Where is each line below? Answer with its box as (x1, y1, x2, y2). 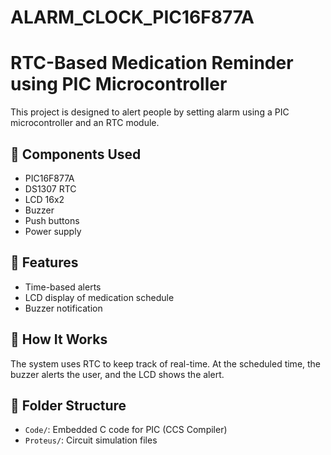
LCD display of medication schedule (24, 291, 175, 303)
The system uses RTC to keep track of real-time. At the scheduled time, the (10, 357, 322, 370)
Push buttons (24, 214, 80, 226)
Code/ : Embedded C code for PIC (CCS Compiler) (24, 424, 228, 436)
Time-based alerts (24, 281, 102, 293)
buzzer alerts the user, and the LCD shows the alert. (10, 368, 225, 380)
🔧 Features (10, 254, 79, 271)
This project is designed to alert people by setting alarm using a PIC (10, 106, 290, 118)
